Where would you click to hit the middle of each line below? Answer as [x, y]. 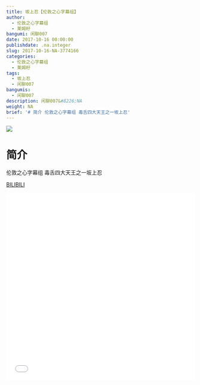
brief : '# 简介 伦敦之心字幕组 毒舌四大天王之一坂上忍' [68, 112]
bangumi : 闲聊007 [27, 34]
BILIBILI [16, 185]
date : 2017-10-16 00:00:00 [40, 40]
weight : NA [20, 106]
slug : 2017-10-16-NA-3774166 [43, 51]
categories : [21, 56]
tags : [13, 73]
